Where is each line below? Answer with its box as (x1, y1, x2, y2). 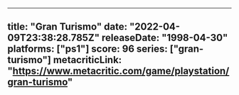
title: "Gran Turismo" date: (7, 21, 128, 33)
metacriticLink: (53, 54, 122, 66)
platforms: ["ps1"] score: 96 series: (7, 43, 169, 55)
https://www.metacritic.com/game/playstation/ (12, 65, 230, 77)
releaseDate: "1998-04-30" (101, 32, 228, 44)
